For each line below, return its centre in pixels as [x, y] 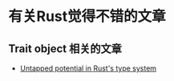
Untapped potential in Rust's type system [88, 68]
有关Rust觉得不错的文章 [87, 16]
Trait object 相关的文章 [65, 49]
